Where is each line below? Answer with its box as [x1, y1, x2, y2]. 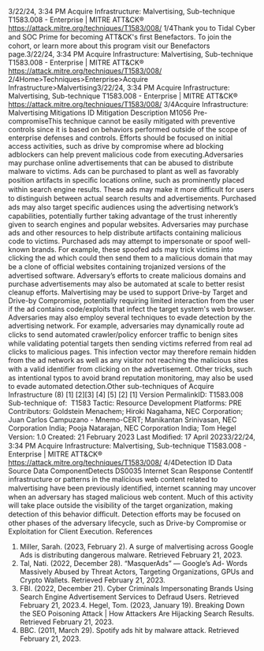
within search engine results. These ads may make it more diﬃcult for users [8, 185, 255, 194]
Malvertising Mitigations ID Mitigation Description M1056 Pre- [8, 108, 208, 117]
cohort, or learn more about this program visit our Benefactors [8, 41, 210, 50]
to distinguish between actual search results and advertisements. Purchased [8, 194, 257, 203]
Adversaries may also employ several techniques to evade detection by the [8, 313, 252, 322]
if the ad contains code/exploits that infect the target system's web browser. [8, 305, 256, 313]
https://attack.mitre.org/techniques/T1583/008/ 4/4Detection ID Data [8, 458, 232, 467]
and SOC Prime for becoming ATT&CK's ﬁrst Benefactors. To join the [8, 32, 232, 42]
